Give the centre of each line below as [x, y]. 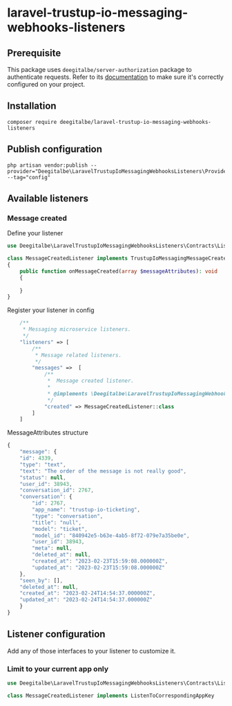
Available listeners [48, 199]
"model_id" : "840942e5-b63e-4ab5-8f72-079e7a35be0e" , [111, 535]
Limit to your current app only [58, 669]
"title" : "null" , [57, 523]
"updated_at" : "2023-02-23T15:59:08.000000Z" [99, 568]
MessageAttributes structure [48, 433]
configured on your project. [46, 84]
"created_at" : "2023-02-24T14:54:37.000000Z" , [88, 593]
